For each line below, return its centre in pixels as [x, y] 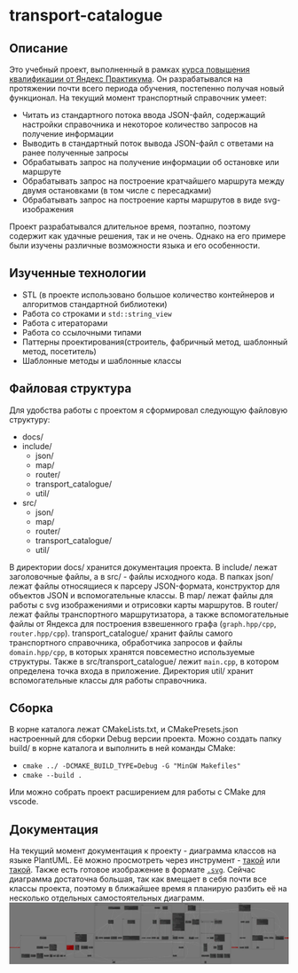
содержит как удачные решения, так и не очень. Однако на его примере [148, 236]
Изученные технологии [78, 273]
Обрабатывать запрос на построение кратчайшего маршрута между [153, 181]
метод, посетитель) [59, 351]
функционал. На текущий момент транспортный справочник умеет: [138, 98]
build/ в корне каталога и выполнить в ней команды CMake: [123, 748]
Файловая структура [71, 388]
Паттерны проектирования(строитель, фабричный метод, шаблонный [155, 342]
